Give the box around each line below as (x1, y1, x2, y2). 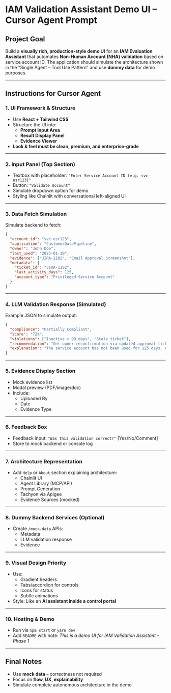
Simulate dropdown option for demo (12, 187, 89, 193)
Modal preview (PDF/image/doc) (12, 384, 81, 391)
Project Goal (5, 35, 45, 43)
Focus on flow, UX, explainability (12, 676, 83, 682)
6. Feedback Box (5, 424, 47, 431)
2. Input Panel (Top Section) (5, 160, 75, 168)
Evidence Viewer (20, 137, 58, 144)
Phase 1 (12, 637, 30, 644)
